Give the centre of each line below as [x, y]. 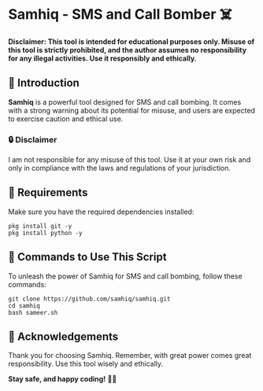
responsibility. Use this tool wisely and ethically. [86, 364]
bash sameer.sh [33, 312]
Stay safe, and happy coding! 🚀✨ [63, 379]
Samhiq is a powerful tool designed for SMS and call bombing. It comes [125, 101]
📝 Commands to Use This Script [87, 257]
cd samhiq [24, 306]
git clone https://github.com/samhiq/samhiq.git [89, 299]
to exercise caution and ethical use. [66, 119]
